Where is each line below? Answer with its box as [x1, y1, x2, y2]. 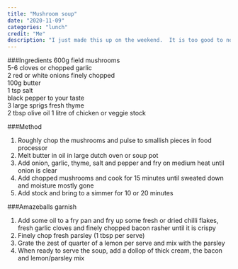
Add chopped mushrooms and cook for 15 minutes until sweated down [17, 174, 225, 183]
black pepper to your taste [7, 93, 85, 103]
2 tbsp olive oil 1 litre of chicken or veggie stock [7, 109, 147, 118]
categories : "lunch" [7, 23, 69, 30]
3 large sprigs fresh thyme [7, 101, 85, 110]
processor [17, 144, 48, 152]
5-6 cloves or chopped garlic [7, 64, 92, 72]
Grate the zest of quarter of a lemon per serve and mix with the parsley [17, 239, 225, 248]
